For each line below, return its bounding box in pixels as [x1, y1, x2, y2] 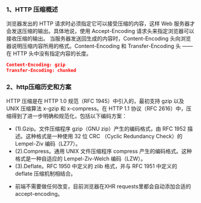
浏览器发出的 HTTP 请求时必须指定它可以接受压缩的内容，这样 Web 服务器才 [6, 20, 195, 28]
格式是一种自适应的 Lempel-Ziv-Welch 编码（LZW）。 [14, 155, 146, 162]
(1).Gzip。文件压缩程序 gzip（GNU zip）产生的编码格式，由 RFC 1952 [14, 125, 187, 132]
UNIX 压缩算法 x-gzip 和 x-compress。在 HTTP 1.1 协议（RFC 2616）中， [6, 105, 187, 112]
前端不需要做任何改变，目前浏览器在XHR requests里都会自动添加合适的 [14, 183, 191, 190]
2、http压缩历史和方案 [6, 83, 72, 91]
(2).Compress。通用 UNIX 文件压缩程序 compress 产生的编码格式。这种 [14, 148, 192, 155]
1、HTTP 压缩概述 [6, 5, 58, 13]
